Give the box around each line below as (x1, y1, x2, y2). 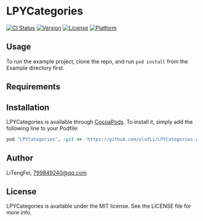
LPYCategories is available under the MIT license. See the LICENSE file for (6, 202, 192, 210)
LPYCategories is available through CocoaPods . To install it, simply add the (6, 118, 193, 125)
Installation (6, 102, 50, 112)
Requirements (6, 82, 60, 92)
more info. (6, 209, 32, 216)
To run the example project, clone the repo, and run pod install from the (6, 57, 188, 65)
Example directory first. (6, 64, 65, 71)
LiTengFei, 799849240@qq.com (6, 169, 87, 176)
